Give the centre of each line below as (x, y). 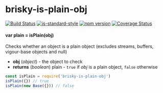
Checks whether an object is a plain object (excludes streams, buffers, (79, 46)
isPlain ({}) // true (27, 81)
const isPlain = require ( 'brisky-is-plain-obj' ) (58, 76)
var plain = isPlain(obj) (30, 35)
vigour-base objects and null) (36, 52)
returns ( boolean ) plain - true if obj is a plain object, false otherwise (85, 67)
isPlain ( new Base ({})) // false (40, 86)
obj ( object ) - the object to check (48, 61)
